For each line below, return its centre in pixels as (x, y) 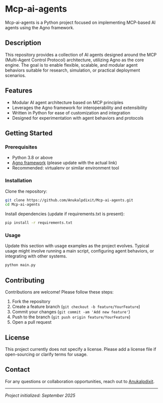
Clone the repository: (26, 191)
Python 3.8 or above (32, 158)
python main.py (20, 265)
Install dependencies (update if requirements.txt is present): (65, 214)
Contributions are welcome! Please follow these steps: (59, 292)
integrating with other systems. (36, 256)
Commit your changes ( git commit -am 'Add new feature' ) (71, 312)
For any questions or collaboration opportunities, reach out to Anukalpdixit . (80, 381)
